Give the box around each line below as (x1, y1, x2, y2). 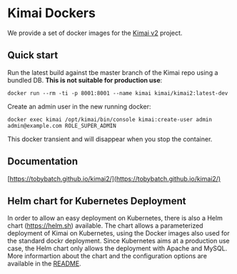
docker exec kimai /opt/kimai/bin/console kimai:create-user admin (7, 116, 213, 123)
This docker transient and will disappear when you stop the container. (7, 134, 213, 143)
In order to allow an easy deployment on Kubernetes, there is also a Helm (7, 214, 223, 223)
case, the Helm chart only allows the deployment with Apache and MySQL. (7, 244, 228, 253)
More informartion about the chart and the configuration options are (7, 252, 207, 260)
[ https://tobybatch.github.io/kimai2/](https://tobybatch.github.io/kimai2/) (7, 174, 221, 183)
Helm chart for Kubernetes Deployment (7, 195, 187, 207)
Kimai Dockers (7, 5, 96, 21)
